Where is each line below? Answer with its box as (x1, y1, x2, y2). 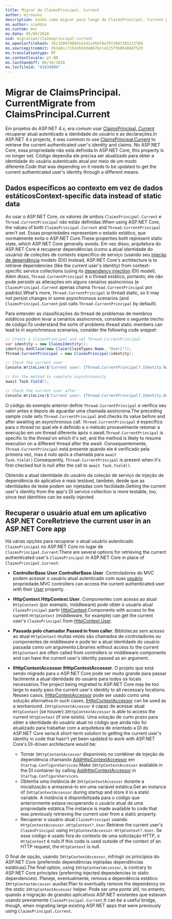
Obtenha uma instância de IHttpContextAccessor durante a (20, 778, 144, 784)
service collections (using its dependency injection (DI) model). (23, 267, 157, 274)
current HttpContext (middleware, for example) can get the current (12, 613, 154, 619)
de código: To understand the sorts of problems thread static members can (5, 321, 163, 327)
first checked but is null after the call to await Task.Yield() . (5, 462, 132, 468)
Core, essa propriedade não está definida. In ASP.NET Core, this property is (5, 147, 164, 154)
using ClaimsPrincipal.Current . (5, 908, 73, 914)
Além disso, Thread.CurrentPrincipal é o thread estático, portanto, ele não (5, 273, 163, 279)
